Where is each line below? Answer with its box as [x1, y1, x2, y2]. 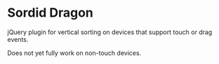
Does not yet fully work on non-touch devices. [7, 49, 142, 57]
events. [7, 35, 29, 43]
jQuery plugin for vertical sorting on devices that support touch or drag [7, 28, 213, 36]
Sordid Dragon [7, 5, 93, 21]
